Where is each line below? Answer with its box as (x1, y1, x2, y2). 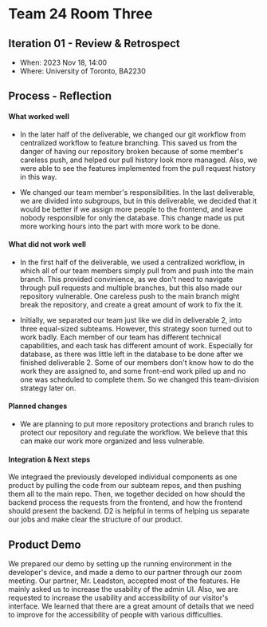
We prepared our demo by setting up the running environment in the (8, 559, 233, 569)
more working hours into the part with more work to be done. (19, 221, 221, 231)
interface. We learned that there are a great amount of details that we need (8, 601, 254, 611)
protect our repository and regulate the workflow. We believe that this (19, 428, 249, 437)
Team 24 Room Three (8, 5, 153, 23)
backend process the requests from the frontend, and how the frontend (8, 498, 243, 507)
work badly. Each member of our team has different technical (19, 332, 222, 342)
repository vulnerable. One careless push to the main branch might (19, 291, 240, 300)
